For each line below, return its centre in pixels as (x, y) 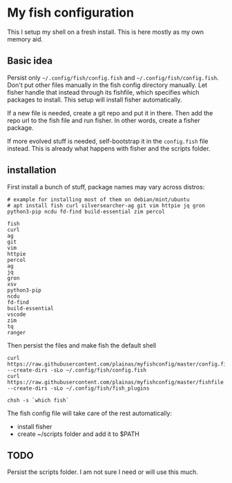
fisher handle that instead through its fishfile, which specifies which (103, 92)
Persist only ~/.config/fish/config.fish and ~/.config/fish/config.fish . (113, 77)
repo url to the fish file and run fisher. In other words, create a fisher (104, 120)
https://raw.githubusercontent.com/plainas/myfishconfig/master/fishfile (116, 382)
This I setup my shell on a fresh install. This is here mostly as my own (105, 32)
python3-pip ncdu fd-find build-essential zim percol (86, 211)
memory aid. (25, 39)
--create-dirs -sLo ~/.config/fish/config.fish (77, 370)
